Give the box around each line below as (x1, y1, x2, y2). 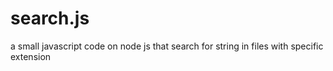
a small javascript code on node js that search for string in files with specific (10, 40, 324, 52)
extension (10, 50, 52, 62)
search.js (10, 7, 90, 30)
